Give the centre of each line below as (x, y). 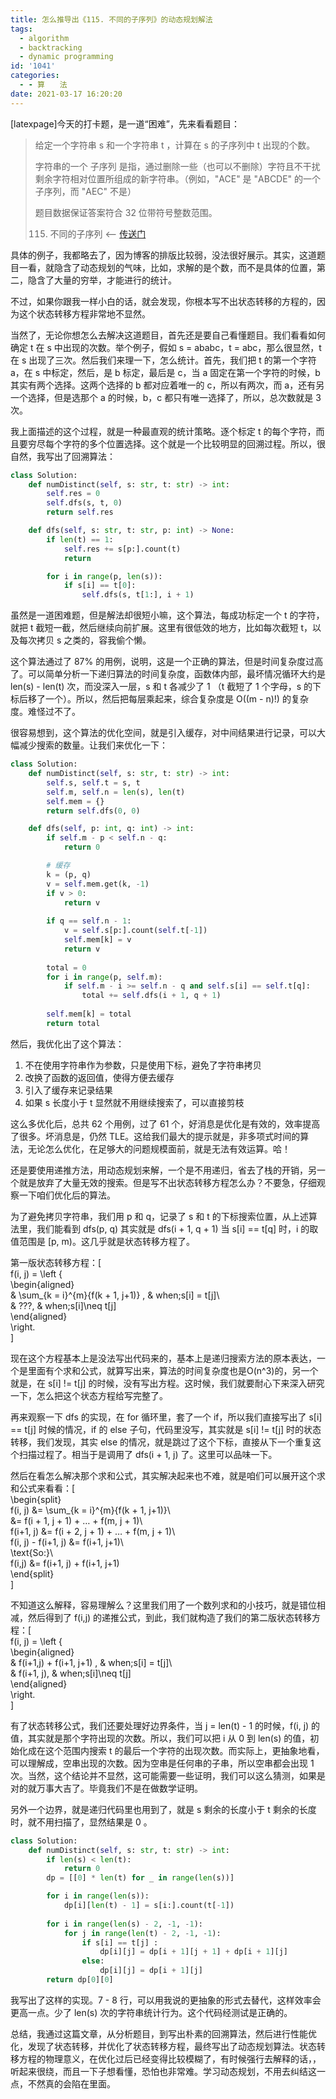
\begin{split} (36, 1499)
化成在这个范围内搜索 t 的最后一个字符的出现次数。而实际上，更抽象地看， (171, 1750)
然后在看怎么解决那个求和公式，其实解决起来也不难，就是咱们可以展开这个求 (168, 1475)
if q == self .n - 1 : (89, 921)
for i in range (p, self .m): (104, 977)
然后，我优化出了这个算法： (67, 1043)
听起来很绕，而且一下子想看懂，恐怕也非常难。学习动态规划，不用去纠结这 (163, 2071)
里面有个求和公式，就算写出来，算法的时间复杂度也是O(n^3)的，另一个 (173, 1370)
